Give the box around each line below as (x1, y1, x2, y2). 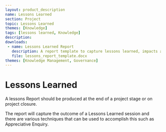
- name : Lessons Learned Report (7, 44, 74, 49)
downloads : (5, 40, 28, 45)
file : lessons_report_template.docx (11, 53, 87, 59)
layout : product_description (5, 7, 65, 12)
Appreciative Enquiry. (5, 121, 49, 127)
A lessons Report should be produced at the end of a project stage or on (5, 96, 153, 102)
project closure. (5, 101, 37, 107)
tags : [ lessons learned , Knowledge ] (5, 30, 81, 35)
